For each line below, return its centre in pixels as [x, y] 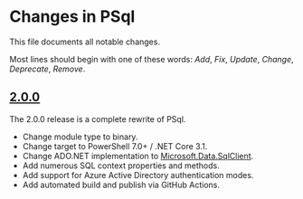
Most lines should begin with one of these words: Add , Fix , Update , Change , [151, 59]
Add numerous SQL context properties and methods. [121, 166]
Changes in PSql [72, 17]
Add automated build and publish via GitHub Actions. [121, 185]
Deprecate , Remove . [47, 69]
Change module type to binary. [80, 137]
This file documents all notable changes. [85, 42]
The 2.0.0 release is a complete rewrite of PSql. [98, 118]
